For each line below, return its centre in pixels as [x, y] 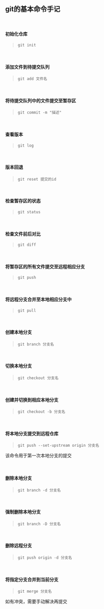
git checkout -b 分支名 [41, 412]
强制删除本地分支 [23, 512]
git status [29, 212]
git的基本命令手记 [33, 9]
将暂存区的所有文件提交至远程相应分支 [45, 267]
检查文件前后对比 [23, 234]
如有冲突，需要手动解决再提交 [36, 601]
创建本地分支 [18, 332]
